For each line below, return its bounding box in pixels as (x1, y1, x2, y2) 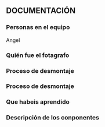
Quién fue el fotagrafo (6, 51, 70, 59)
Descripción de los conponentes (6, 114, 100, 122)
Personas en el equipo (6, 23, 70, 31)
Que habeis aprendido (6, 98, 70, 106)
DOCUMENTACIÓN (6, 6, 76, 16)
